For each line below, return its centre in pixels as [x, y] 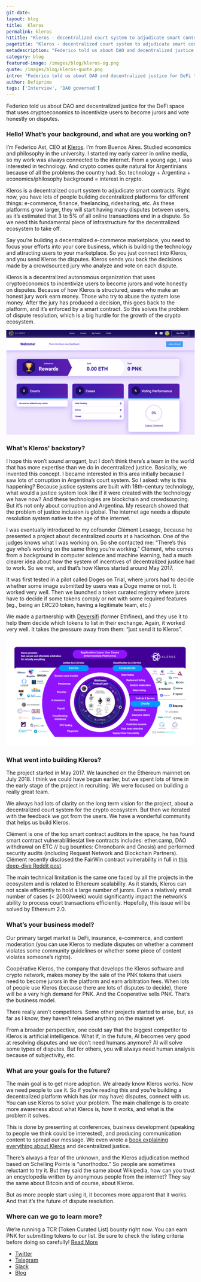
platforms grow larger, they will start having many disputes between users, [98, 210]
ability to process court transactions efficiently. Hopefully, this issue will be [98, 903]
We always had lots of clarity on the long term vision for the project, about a [100, 804]
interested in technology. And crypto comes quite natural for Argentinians [97, 166]
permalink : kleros [29, 32]
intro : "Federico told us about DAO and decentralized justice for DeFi [99, 76]
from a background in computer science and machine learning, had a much [99, 555]
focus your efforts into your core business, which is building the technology [99, 247]
